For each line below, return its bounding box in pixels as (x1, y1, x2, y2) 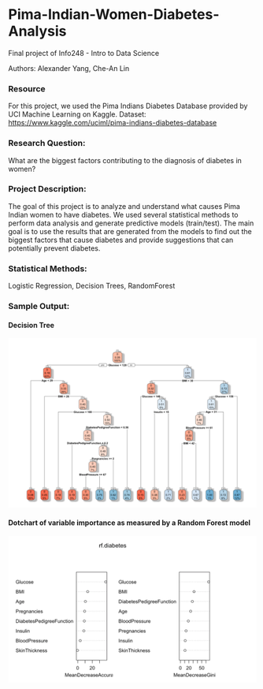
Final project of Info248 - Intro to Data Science (8, 48, 160, 58)
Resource (8, 83, 46, 94)
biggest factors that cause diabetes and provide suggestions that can (8, 235, 234, 244)
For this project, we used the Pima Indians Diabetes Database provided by (8, 101, 248, 111)
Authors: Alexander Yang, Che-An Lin (8, 63, 130, 73)
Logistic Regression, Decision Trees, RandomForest (8, 281, 176, 291)
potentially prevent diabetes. (8, 243, 101, 253)
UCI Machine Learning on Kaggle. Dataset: (8, 110, 147, 119)
